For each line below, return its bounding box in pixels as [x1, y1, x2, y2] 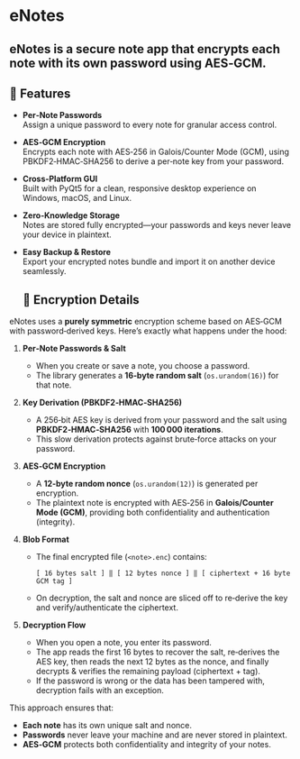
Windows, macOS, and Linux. [22, 193, 132, 204]
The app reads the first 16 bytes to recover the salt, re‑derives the [35, 646, 280, 658]
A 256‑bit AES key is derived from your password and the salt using [35, 415, 287, 425]
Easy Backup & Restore [22, 247, 111, 258]
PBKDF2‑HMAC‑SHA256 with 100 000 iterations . [35, 425, 223, 435]
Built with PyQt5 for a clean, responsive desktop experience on [22, 183, 257, 194]
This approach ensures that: [9, 702, 114, 713]
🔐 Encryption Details [22, 292, 140, 307]
